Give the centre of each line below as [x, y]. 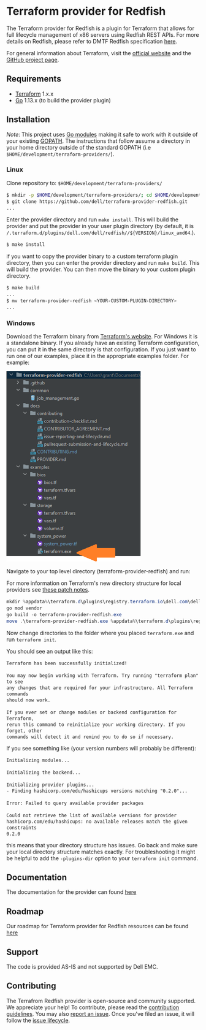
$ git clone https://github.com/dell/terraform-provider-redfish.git [97, 201]
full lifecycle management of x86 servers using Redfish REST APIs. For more [103, 34]
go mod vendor [25, 608]
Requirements [34, 79]
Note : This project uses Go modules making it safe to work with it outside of [102, 134]
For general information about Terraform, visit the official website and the [99, 53]
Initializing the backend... [44, 772]
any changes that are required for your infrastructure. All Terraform [100, 688]
